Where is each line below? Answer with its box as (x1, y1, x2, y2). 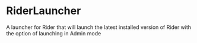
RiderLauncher (6, 4, 81, 18)
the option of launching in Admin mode (6, 29, 101, 37)
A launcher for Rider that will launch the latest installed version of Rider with (6, 24, 192, 31)
